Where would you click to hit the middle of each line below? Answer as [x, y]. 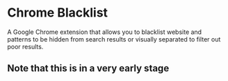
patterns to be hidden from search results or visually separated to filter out [114, 39]
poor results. [25, 46]
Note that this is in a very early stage [88, 68]
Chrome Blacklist [58, 13]
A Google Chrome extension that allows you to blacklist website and [105, 32]
